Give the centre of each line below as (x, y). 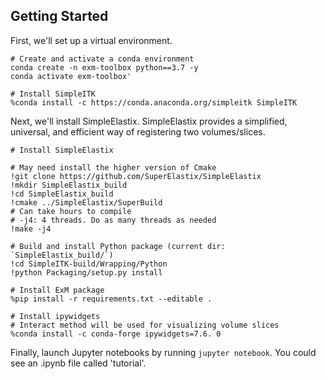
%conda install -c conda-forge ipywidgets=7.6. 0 (116, 334)
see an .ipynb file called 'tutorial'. (78, 363)
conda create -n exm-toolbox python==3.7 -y (104, 67)
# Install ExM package (57, 290)
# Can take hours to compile (71, 211)
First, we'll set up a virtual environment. (91, 40)
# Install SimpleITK (53, 94)
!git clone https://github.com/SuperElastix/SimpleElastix (136, 176)
